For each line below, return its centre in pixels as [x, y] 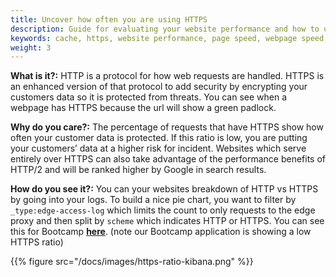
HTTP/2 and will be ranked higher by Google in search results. [138, 170]
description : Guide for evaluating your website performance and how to [165, 29]
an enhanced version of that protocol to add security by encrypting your [159, 87]
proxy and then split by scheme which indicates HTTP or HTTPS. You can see [167, 221]
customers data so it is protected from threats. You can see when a [149, 97]
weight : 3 [31, 47]
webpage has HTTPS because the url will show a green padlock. [143, 108]
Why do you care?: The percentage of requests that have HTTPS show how [167, 127]
